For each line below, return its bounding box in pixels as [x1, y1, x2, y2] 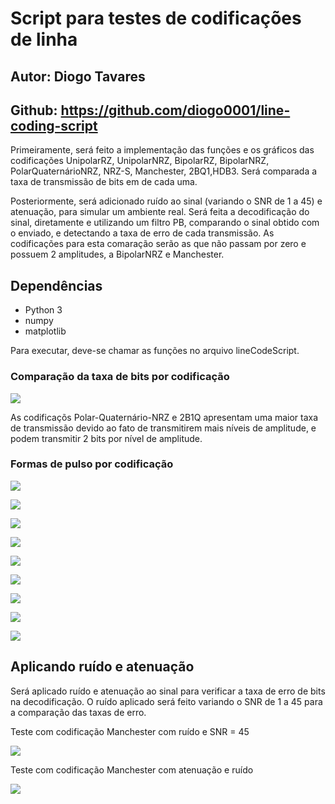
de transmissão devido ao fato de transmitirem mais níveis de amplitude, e [10, 422, 317, 434]
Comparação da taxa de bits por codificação [10, 370, 230, 384]
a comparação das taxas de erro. [10, 706, 147, 718]
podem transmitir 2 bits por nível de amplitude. [10, 432, 203, 444]
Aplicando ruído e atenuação [10, 658, 195, 676]
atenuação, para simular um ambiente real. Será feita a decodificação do [10, 206, 310, 218]
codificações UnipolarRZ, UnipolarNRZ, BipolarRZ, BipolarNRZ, [10, 155, 270, 167]
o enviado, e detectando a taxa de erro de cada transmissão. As [10, 227, 275, 239]
